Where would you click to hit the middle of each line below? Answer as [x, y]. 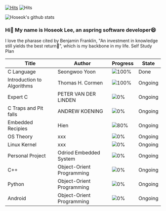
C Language [22, 72]
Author [82, 63]
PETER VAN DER [77, 94]
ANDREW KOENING [81, 111]
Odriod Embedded [79, 153]
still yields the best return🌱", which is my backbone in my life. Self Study [79, 46]
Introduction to [25, 80]
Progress [123, 63]
